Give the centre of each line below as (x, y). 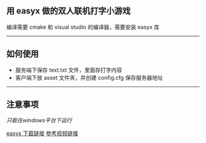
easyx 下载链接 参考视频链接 (42, 133)
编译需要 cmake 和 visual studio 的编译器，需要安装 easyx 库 (83, 27)
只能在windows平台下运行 (39, 120)
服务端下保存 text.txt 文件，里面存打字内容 (69, 70)
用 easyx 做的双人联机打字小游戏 (68, 11)
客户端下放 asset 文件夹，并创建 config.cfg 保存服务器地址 (89, 77)
